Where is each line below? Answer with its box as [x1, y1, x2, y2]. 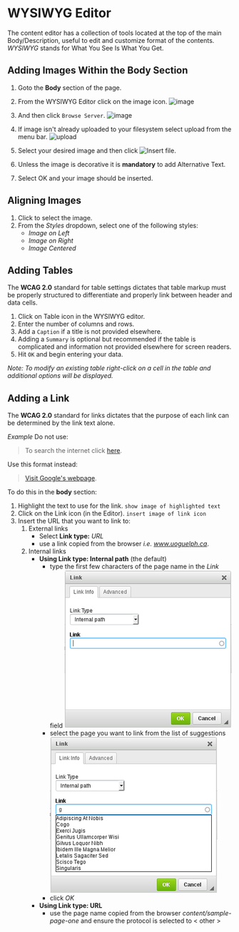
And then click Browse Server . [17, 111, 106, 119]
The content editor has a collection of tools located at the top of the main [7, 29, 223, 37]
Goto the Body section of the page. [17, 83, 122, 92]
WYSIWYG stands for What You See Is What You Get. [7, 43, 164, 52]
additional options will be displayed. [7, 372, 113, 380]
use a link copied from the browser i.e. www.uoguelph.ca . [39, 540, 209, 548]
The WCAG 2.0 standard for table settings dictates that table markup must [7, 283, 226, 292]
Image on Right [28, 236, 73, 245]
